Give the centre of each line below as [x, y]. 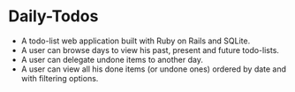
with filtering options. [60, 78]
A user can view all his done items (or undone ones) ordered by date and [154, 69]
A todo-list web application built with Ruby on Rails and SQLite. [136, 41]
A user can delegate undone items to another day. [112, 59]
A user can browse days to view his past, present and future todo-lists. [150, 50]
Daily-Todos [53, 16]
